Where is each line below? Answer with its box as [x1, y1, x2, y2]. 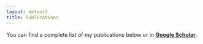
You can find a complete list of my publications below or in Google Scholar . [6, 31, 197, 38]
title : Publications [6, 14, 59, 20]
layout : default [6, 8, 48, 15]
